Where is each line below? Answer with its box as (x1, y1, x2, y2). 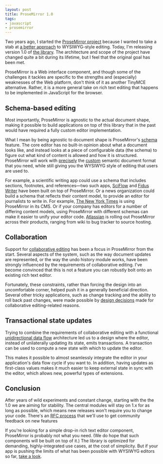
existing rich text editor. (5, 272, 53, 278)
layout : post (5, 7, 32, 12)
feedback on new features (5, 418, 58, 424)
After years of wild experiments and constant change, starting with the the (5, 397, 154, 403)
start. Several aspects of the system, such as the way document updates (5, 251, 151, 257)
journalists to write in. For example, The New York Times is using (5, 198, 135, 204)
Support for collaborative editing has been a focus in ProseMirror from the (5, 246, 154, 252)
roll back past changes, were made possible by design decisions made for (5, 297, 154, 303)
